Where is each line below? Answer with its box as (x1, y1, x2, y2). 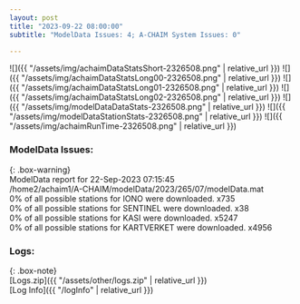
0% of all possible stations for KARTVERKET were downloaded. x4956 (9, 221, 273, 232)
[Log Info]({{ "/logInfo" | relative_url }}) (9, 284, 154, 295)
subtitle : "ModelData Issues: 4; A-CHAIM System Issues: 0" (9, 30, 242, 39)
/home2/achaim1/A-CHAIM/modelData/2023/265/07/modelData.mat (9, 183, 265, 194)
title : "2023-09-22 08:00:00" (9, 22, 124, 31)
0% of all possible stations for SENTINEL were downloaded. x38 (9, 202, 249, 213)
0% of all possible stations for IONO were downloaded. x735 (9, 192, 236, 204)
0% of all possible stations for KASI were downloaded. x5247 (9, 212, 238, 223)
